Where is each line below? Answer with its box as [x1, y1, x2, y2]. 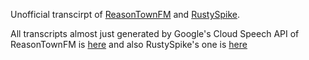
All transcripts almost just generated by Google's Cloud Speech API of [10, 28, 300, 39]
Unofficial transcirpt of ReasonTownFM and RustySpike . [10, 9, 241, 20]
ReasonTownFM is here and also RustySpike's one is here [10, 39, 248, 50]
